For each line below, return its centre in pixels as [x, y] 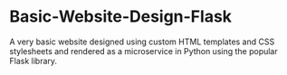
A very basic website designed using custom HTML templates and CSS [142, 42]
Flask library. [33, 61]
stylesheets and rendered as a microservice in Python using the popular [143, 51]
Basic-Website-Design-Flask [121, 17]
